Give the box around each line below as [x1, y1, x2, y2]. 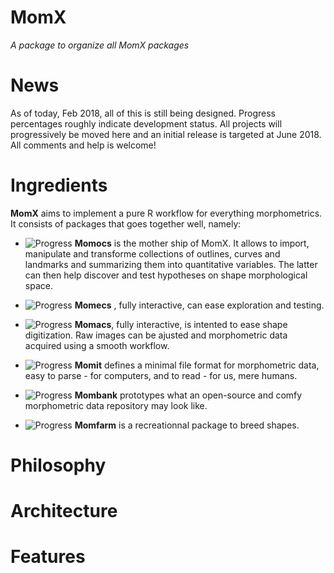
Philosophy [10, 454, 107, 476]
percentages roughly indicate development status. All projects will [10, 117, 283, 130]
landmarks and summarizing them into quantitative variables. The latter [24, 258, 318, 270]
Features [10, 546, 86, 568]
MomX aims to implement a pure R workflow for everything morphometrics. [10, 207, 323, 219]
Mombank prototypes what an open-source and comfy [74, 389, 303, 401]
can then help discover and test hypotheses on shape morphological [24, 269, 308, 281]
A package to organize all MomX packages [10, 39, 190, 51]
